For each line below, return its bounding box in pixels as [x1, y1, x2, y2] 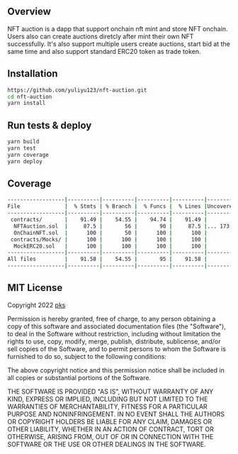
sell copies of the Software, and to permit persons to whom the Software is [7, 344, 227, 353]
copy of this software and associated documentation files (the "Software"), [7, 322, 227, 331]
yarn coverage [7, 151, 50, 158]
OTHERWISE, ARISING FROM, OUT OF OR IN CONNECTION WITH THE [7, 432, 214, 441]
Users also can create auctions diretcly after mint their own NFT [7, 32, 194, 40]
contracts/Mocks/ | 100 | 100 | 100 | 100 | [10, 236, 208, 243]
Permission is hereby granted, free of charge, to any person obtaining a [7, 314, 216, 323]
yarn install [7, 99, 46, 107]
